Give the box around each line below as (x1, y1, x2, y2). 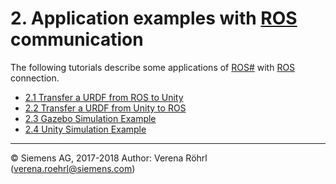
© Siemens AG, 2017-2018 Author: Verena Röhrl (10, 152, 208, 164)
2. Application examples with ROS (10, 7, 298, 30)
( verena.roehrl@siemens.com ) (10, 162, 136, 174)
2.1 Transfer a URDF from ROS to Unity (24, 91, 184, 103)
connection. (10, 72, 60, 84)
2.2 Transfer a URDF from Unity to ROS (24, 102, 187, 114)
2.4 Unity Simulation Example (24, 123, 147, 135)
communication (10, 28, 144, 51)
